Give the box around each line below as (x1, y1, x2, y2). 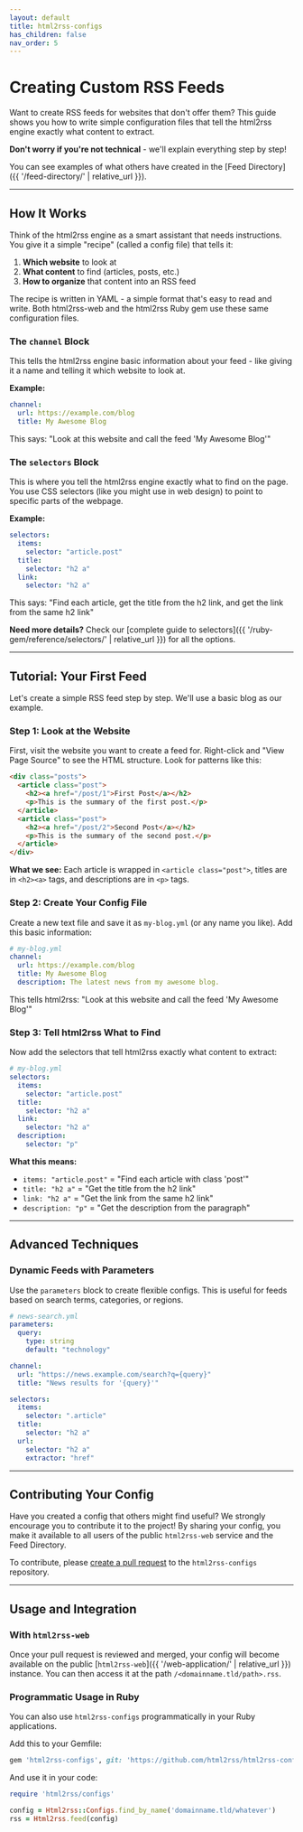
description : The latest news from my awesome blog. (17, 977, 220, 986)
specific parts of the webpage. (9, 496, 124, 507)
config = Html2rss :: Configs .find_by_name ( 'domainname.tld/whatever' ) (9, 1806, 277, 1816)
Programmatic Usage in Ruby (9, 1691, 140, 1704)
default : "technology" (25, 1345, 111, 1355)
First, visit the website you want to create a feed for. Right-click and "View (9, 745, 285, 756)
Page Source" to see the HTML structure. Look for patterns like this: (9, 755, 262, 766)
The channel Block (9, 335, 90, 348)
